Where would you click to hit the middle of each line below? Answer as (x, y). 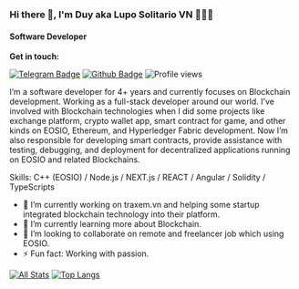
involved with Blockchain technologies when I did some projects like (137, 111)
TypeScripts (32, 187)
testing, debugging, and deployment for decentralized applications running (150, 150)
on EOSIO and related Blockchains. (75, 160)
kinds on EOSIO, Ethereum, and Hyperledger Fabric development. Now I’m (149, 130)
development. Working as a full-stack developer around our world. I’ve (142, 102)
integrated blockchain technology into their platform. (121, 214)
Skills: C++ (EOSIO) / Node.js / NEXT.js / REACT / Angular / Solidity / (138, 178)
